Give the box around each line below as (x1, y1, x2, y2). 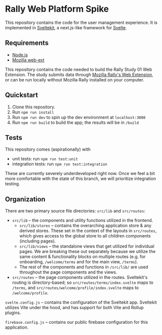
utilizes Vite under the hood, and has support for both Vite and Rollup (5, 305, 144, 311)
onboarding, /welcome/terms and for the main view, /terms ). (19, 259, 138, 265)
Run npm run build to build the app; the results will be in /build (12, 119, 139, 125)
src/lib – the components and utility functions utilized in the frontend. (12, 217, 153, 223)
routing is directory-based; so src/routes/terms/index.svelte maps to (12, 279, 154, 286)
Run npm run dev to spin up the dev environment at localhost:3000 (12, 114, 146, 120)
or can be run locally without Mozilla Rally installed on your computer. (5, 77, 144, 82)
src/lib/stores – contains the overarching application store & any (19, 223, 152, 229)
